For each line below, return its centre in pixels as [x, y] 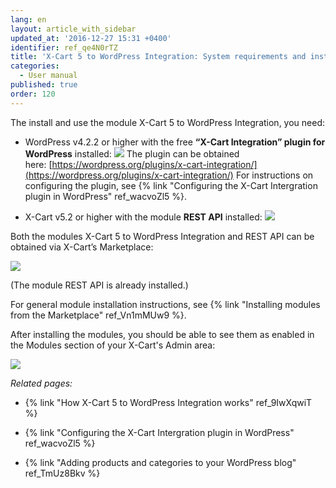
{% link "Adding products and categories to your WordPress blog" [160, 462]
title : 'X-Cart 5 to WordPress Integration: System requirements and [158, 57]
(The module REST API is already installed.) [99, 285]
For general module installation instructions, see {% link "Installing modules [165, 304]
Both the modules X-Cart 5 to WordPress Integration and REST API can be [162, 236]
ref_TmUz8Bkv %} [62, 473]
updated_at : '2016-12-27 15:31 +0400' [91, 38]
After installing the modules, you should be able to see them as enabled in [162, 334]
